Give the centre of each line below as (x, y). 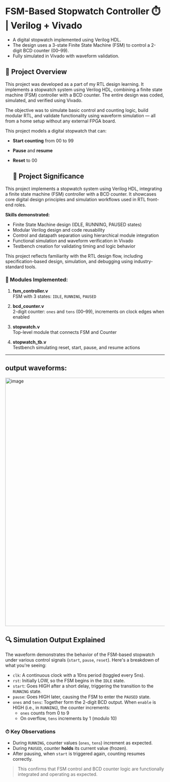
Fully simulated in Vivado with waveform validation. (66, 56)
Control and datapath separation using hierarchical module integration (86, 235)
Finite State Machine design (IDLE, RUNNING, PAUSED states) (77, 224)
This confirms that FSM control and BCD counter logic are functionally (91, 769)
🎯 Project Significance (48, 177)
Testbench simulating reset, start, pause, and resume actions (76, 347)
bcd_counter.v (28, 306)
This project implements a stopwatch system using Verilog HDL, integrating (84, 189)
